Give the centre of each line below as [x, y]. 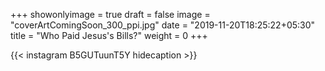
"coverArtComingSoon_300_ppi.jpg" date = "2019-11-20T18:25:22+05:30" [163, 25]
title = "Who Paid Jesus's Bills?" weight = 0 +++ [109, 35]
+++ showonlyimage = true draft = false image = [110, 14]
